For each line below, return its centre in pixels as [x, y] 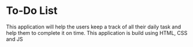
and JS [15, 39]
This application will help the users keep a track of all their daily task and [94, 27]
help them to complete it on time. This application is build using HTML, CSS [97, 32]
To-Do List [32, 11]
